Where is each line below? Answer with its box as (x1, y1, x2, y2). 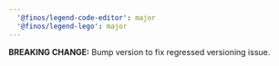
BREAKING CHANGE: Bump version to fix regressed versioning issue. (8, 46, 271, 57)
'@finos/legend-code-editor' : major (16, 13, 156, 23)
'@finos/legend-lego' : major (16, 22, 128, 31)
